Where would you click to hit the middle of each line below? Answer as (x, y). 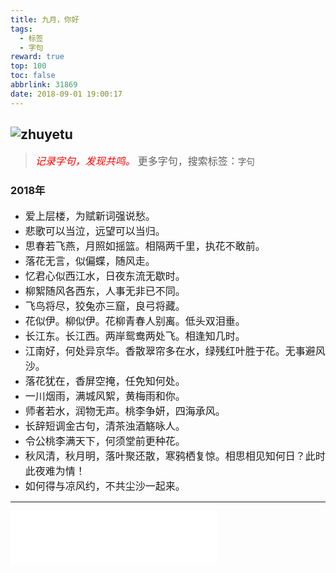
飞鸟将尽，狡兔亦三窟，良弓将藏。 (105, 306)
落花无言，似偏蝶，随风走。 (90, 261)
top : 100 (28, 66)
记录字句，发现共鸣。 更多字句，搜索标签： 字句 (144, 161)
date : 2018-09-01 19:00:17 (66, 94)
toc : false (33, 76)
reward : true (37, 57)
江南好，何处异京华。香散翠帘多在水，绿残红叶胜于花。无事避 (170, 351)
